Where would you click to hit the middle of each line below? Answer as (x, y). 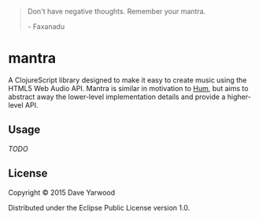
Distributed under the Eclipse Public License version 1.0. (99, 207)
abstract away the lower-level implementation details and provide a (117, 97)
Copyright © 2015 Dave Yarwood (62, 192)
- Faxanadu (46, 26)
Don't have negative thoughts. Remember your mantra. (117, 11)
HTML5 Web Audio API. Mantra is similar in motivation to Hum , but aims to (128, 88)
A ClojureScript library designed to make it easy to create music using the (128, 80)
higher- (239, 97)
